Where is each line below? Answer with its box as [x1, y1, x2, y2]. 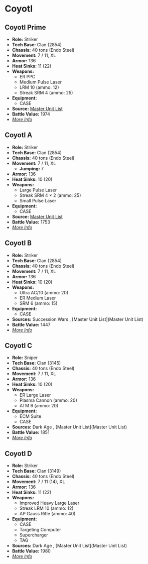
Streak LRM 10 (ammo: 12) [19, 505, 74, 511]
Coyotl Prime [5, 23, 46, 32]
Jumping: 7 [19, 165, 44, 171]
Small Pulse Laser [19, 197, 57, 203]
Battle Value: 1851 [12, 429, 50, 435]
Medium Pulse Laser [19, 79, 62, 85]
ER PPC [19, 74, 36, 79]
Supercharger [19, 532, 48, 538]
